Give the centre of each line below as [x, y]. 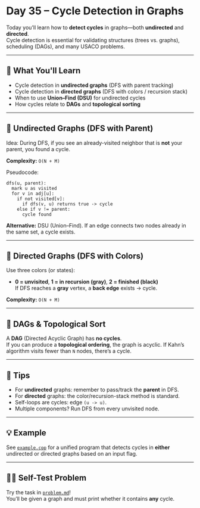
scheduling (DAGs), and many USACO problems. [65, 46]
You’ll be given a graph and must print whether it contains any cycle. [90, 498]
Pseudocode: [22, 172]
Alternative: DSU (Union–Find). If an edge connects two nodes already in [96, 225]
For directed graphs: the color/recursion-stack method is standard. [97, 396]
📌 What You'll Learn [43, 71]
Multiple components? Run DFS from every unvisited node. [87, 409]
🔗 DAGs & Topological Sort [56, 324]
